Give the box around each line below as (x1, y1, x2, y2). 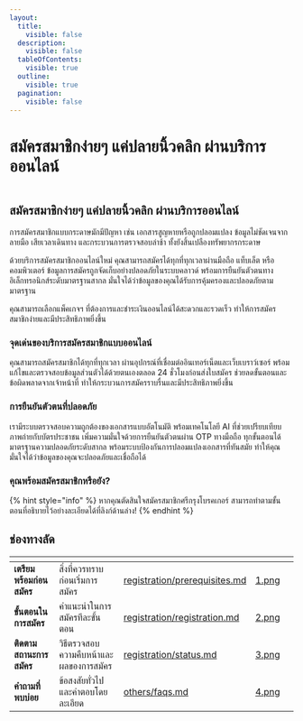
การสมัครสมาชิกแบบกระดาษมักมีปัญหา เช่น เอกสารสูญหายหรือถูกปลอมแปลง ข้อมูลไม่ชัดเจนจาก (9, 226, 289, 237)
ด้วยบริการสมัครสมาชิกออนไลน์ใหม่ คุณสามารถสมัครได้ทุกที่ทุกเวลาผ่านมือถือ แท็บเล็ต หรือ (9, 254, 275, 266)
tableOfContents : (17, 55, 83, 64)
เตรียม (14, 562, 35, 575)
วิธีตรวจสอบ (58, 637, 100, 650)
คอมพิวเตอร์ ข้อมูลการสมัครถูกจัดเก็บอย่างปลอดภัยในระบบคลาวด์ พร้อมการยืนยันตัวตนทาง (9, 265, 274, 276)
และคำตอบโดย (58, 685, 108, 698)
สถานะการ (14, 648, 49, 661)
